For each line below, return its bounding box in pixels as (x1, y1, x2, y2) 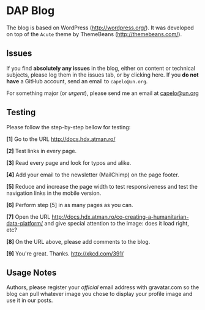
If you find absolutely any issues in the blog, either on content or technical (6, 64, 196, 72)
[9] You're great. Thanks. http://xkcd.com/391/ (6, 249, 124, 257)
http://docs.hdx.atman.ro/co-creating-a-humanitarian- (51, 213, 189, 221)
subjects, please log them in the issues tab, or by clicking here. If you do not (6, 71, 199, 78)
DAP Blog (6, 4, 55, 18)
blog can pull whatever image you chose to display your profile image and (6, 290, 193, 298)
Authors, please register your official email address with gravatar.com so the (6, 284, 199, 291)
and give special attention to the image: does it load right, (44, 219, 190, 227)
